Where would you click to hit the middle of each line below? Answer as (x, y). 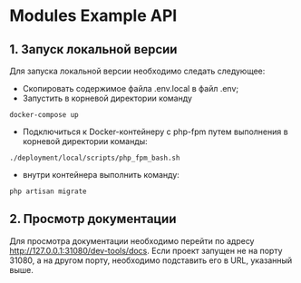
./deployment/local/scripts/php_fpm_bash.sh (95, 158)
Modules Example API (93, 16)
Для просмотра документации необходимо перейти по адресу (132, 240)
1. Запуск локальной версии (93, 49)
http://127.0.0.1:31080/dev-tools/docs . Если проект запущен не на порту (146, 250)
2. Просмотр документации (93, 219)
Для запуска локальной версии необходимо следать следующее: (137, 71)
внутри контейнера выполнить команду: (101, 175)
